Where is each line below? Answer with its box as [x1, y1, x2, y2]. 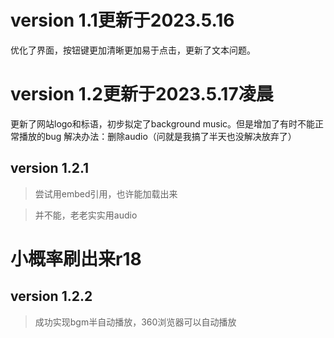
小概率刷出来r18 [10, 247, 142, 270]
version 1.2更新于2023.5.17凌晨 [10, 83, 274, 106]
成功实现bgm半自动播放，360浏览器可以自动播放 [34, 316, 237, 328]
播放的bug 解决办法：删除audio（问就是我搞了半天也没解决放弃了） [18, 130, 297, 142]
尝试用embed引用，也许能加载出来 [34, 187, 178, 200]
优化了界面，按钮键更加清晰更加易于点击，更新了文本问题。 [10, 44, 256, 56]
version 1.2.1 [10, 160, 90, 177]
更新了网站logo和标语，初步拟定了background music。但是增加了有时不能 [10, 117, 316, 130]
